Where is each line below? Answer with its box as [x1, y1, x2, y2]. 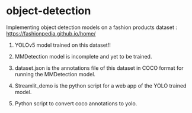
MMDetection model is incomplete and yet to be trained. [14, 53, 152, 60]
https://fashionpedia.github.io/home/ [6, 30, 96, 37]
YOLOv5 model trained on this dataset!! [14, 41, 111, 49]
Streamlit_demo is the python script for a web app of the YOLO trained [14, 82, 187, 89]
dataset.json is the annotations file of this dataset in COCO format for [14, 64, 184, 72]
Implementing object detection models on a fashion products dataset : [6, 24, 178, 31]
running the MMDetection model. [14, 70, 96, 78]
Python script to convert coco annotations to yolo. [14, 99, 137, 107]
